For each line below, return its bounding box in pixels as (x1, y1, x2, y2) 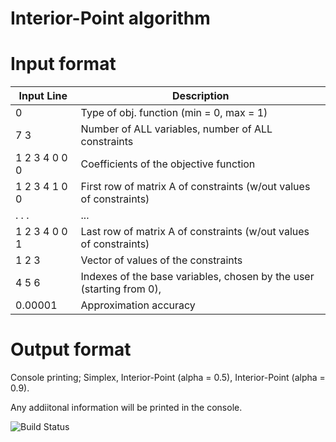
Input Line (18, 89, 68, 103)
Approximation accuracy (80, 298, 196, 312)
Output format (10, 338, 132, 361)
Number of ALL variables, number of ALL (80, 122, 273, 136)
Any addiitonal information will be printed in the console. (10, 402, 243, 414)
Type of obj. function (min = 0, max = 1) (80, 106, 268, 120)
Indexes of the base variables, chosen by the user (80, 270, 315, 284)
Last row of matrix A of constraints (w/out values (80, 225, 310, 239)
